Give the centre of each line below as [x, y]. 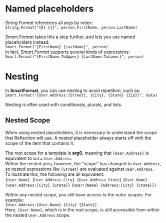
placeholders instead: [27, 42]
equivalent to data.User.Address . [39, 158]
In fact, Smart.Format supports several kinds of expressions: [67, 52]
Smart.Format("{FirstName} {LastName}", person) [57, 47]
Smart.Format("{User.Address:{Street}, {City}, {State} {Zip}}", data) [81, 95]
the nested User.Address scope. [38, 215]
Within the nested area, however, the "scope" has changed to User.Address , [83, 163]
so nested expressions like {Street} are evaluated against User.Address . [79, 169]
